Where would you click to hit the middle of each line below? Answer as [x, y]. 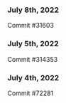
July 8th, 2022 [33, 10]
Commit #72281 [31, 93]
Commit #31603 [31, 26]
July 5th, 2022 [33, 44]
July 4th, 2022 [33, 77]
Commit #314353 [33, 59]
